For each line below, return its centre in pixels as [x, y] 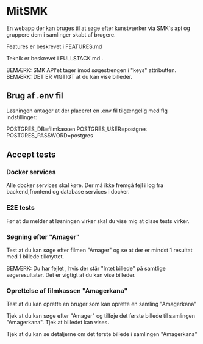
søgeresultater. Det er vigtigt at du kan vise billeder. [71, 275]
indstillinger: [22, 117]
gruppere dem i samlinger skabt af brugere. [61, 34]
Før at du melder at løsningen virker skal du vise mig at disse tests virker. [98, 221]
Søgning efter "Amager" [43, 236]
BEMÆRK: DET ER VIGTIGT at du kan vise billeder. [69, 76]
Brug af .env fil [35, 96]
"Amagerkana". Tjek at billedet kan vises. [58, 323]
